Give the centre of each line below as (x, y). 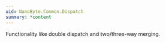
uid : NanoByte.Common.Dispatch (45, 11)
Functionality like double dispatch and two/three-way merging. (83, 34)
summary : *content (28, 17)
